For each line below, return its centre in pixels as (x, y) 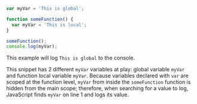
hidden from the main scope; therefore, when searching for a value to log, (97, 89)
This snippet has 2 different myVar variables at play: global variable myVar (96, 70)
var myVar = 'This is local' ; (49, 25)
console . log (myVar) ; (32, 47)
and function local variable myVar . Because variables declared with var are (97, 76)
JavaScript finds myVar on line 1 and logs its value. (68, 94)
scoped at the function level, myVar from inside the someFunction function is (99, 82)
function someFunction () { (40, 19)
